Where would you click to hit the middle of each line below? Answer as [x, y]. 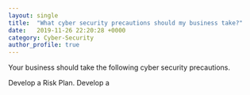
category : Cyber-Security [51, 38]
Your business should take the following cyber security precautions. [119, 67]
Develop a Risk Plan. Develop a [59, 83]
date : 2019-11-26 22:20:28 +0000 [67, 30]
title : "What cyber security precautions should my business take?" [126, 23]
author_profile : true [44, 45]
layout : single [33, 15]
